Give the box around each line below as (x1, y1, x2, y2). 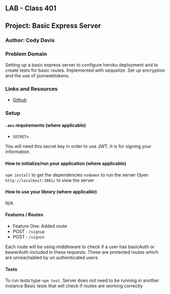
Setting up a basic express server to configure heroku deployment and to (5, 62, 158, 68)
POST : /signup (12, 228, 45, 234)
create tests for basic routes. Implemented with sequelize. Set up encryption (5, 67, 165, 73)
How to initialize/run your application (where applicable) (5, 160, 126, 167)
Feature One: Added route (12, 223, 67, 229)
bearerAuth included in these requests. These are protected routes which (5, 249, 159, 255)
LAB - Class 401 (5, 4, 57, 13)
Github (12, 97, 27, 103)
